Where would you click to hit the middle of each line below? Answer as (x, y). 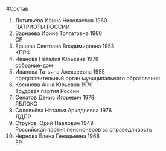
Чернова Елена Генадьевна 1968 (57, 136)
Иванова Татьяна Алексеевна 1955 (60, 72)
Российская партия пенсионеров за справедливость (84, 130)
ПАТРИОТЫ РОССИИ (43, 27)
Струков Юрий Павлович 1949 (54, 123)
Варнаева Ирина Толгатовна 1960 (59, 33)
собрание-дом (34, 65)
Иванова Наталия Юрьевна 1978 (57, 59)
